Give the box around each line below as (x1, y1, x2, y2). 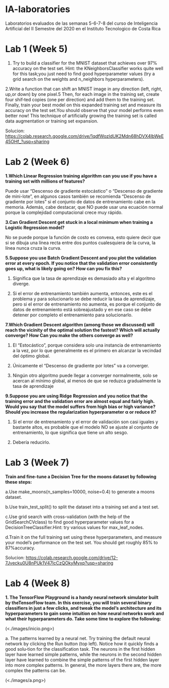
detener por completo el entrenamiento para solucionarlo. (12, 312, 133, 318)
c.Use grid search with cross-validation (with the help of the (5, 513, 130, 520)
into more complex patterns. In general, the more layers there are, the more (5, 662, 161, 668)
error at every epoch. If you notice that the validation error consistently (5, 260, 158, 266)
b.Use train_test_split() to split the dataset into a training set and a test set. (5, 503, 159, 510)
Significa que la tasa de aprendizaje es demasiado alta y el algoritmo (12, 275, 155, 281)
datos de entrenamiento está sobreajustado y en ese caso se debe (12, 306, 151, 312)
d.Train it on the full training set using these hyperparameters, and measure (5, 534, 162, 540)
